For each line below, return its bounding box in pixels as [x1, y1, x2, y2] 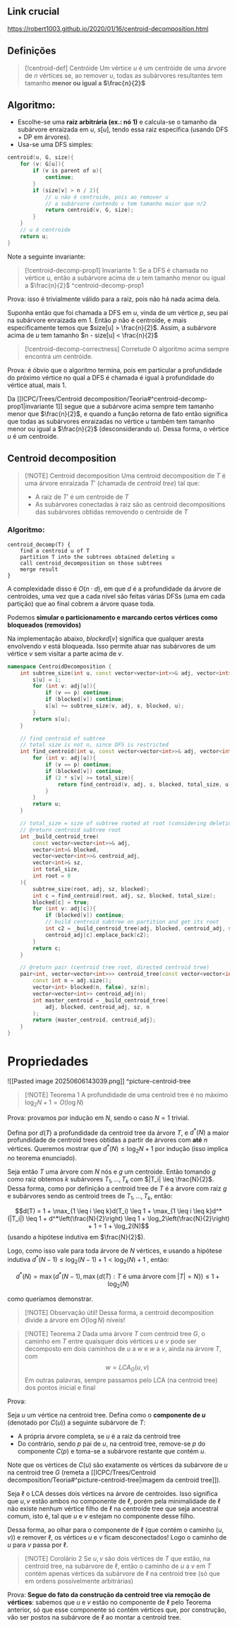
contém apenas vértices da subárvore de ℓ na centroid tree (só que [24, 1569, 221, 1578]
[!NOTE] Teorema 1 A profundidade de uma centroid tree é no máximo [24, 1090, 228, 1099]
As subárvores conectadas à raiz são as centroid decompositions [35, 500, 226, 508]
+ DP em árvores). [17, 133, 71, 141]
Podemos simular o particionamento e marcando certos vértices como [7, 613, 218, 621]
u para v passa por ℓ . [7, 1540, 68, 1550]
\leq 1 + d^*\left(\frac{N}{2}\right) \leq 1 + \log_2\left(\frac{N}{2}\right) [25, 1215, 230, 1223]
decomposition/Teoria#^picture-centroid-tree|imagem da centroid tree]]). [7, 1476, 221, 1485]
